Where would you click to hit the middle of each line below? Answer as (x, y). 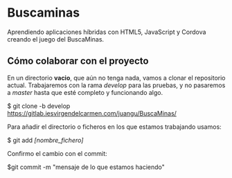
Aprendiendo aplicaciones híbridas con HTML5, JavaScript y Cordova (107, 32)
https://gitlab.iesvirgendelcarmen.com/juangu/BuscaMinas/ (92, 113)
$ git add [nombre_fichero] (45, 140)
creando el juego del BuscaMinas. (56, 39)
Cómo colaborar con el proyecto (78, 61)
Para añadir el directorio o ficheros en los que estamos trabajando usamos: (114, 127)
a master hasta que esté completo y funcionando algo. (85, 92)
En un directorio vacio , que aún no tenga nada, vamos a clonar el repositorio (116, 78)
